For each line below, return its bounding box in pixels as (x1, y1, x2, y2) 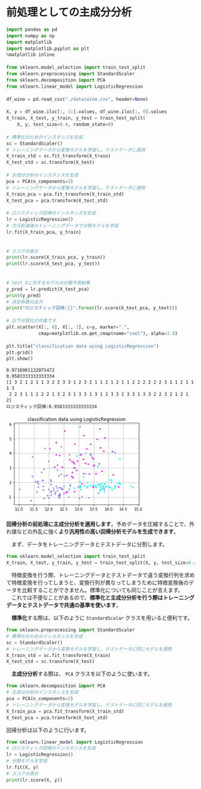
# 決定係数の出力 (6, 298, 43, 305)
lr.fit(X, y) (6, 764, 39, 770)
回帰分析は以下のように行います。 (6, 726, 90, 733)
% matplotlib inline (6, 52, 55, 58)
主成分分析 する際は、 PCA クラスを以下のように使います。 (11, 670, 153, 677)
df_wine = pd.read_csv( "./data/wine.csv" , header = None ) (6, 96, 148, 102)
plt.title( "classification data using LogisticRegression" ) (6, 343, 160, 349)
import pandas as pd (6, 26, 58, 32)
